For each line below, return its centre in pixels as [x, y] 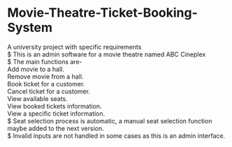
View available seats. [37, 98]
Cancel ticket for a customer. [49, 91]
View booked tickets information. [55, 106]
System [30, 28]
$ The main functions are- [45, 61]
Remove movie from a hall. [45, 76]
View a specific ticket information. [56, 114]
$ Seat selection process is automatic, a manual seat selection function [110, 121]
